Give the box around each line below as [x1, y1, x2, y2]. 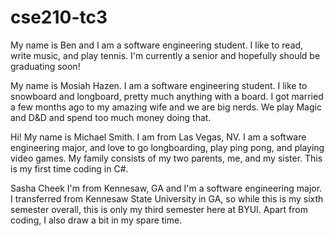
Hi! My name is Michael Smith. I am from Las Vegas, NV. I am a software [10, 131, 307, 143]
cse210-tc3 [10, 6, 108, 29]
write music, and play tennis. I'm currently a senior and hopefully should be [10, 49, 321, 61]
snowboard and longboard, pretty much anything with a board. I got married [10, 90, 324, 102]
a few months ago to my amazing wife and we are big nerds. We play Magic [10, 101, 322, 113]
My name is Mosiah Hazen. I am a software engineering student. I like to [10, 79, 308, 91]
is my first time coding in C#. [10, 162, 129, 175]
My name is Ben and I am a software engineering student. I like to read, [10, 39, 304, 51]
